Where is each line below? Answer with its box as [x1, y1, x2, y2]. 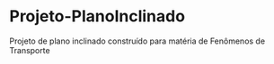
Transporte [9, 44, 51, 55]
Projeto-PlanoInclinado [9, 6, 186, 27]
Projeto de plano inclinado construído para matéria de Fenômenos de [9, 36, 266, 46]
